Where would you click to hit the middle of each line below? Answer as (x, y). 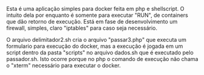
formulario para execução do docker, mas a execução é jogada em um (95, 46)
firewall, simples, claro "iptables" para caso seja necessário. (82, 28)
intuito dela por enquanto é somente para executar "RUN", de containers (97, 15)
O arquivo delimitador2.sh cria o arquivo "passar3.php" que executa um (97, 40)
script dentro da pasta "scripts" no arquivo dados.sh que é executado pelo (100, 53)
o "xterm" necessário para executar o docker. (64, 65)
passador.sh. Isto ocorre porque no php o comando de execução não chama (102, 59)
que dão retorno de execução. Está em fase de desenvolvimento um (92, 21)
